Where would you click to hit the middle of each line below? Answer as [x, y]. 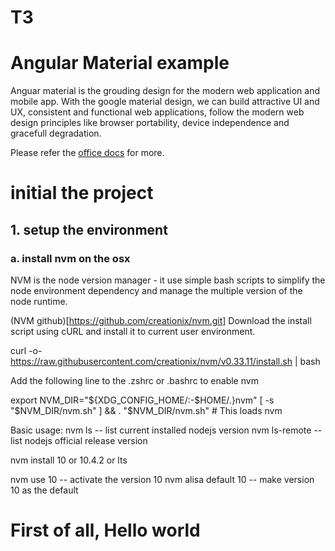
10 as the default [44, 490]
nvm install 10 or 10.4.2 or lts [69, 460]
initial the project [82, 193]
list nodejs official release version [79, 440]
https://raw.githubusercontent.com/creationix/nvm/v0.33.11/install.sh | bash [165, 361]
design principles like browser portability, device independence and [150, 123]
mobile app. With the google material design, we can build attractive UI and [165, 102]
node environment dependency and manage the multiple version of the [156, 290]
